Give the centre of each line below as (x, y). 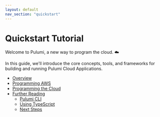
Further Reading (29, 94)
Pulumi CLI (31, 99)
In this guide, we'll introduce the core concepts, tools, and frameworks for (80, 64)
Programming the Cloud (36, 89)
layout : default (22, 10)
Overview (22, 78)
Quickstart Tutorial (44, 38)
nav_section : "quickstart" (33, 14)
